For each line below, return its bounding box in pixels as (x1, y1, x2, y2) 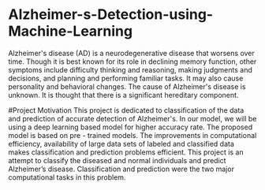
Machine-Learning (8, 22, 132, 40)
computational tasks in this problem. (8, 172, 126, 182)
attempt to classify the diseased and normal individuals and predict (8, 155, 226, 165)
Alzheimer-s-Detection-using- (8, 6, 214, 24)
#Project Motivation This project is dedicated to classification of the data (8, 105, 244, 115)
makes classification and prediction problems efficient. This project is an (8, 147, 244, 157)
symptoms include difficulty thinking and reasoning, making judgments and (8, 65, 252, 74)
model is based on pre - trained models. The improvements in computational (8, 130, 257, 140)
